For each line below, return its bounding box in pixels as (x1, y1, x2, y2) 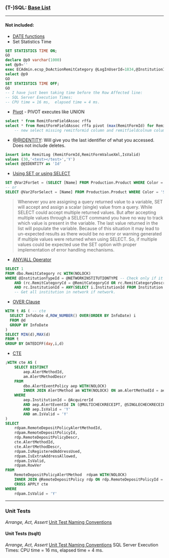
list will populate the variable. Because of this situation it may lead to (17, 225, 159, 231)
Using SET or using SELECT (12, 171, 70, 177)
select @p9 (5, 71, 28, 76)
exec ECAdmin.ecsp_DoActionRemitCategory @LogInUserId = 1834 (5, 67, 134, 72)
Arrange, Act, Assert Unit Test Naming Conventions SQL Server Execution (5, 542, 158, 547)
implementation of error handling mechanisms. (17, 247, 115, 253)
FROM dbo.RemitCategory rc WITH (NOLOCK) (5, 271, 92, 276)
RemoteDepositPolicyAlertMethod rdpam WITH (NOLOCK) (14, 472, 127, 477)
